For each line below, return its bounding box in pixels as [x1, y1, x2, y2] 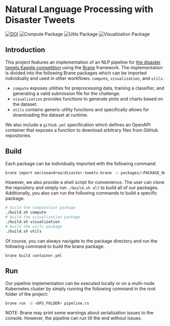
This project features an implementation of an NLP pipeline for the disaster [5, 59, 161, 65]
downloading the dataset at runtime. [12, 112, 89, 118]
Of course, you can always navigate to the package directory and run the [5, 238, 158, 244]
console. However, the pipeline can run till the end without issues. [5, 315, 143, 321]
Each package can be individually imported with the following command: [5, 160, 157, 166]
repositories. [5, 132, 32, 138]
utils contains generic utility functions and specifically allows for [12, 106, 149, 112]
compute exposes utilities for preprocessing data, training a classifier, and [12, 85, 164, 91]
